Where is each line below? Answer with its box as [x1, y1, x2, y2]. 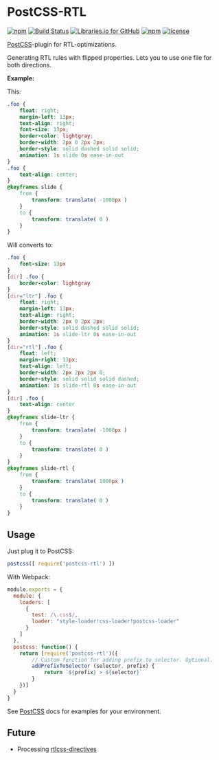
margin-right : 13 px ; [19, 357, 78, 364]
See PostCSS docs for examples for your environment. [7, 707, 161, 715]
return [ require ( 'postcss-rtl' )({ [19, 650, 118, 657]
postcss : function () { [13, 643, 78, 650]
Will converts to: [7, 241, 54, 249]
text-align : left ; [19, 363, 72, 370]
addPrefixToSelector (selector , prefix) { [32, 662, 155, 670]
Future [7, 727, 36, 739]
